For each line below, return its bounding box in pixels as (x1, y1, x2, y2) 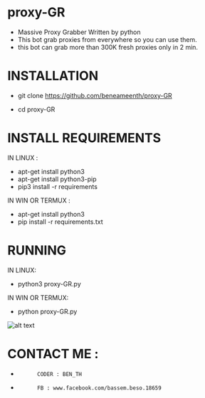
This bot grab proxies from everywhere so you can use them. (17, 35, 197, 43)
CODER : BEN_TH (36, 370, 82, 377)
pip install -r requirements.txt (17, 217, 103, 226)
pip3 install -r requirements (17, 182, 98, 190)
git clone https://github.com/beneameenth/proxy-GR (17, 91, 172, 99)
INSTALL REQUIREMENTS (7, 130, 162, 146)
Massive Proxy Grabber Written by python (17, 28, 141, 36)
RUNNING (7, 242, 66, 258)
